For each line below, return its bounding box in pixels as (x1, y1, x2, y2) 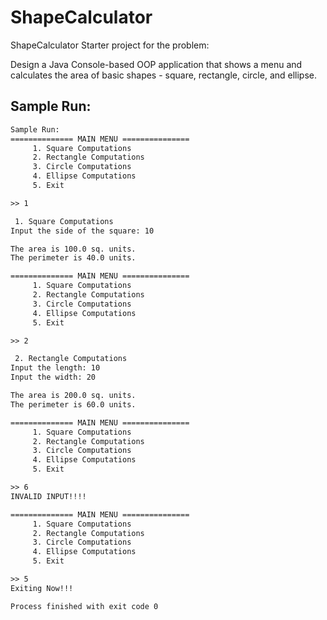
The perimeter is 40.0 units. (10, 253, 137, 263)
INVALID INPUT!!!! (10, 491, 87, 501)
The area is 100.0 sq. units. (10, 244, 137, 254)
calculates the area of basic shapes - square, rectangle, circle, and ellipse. (10, 69, 318, 81)
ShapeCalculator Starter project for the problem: (10, 39, 210, 51)
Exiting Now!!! (10, 583, 74, 593)
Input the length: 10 (10, 363, 101, 373)
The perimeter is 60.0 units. (10, 399, 137, 410)
